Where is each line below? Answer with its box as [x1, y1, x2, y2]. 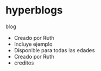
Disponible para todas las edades [14, 46, 95, 53]
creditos [14, 59, 35, 66]
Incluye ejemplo [14, 40, 53, 48]
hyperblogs [5, 4, 63, 17]
